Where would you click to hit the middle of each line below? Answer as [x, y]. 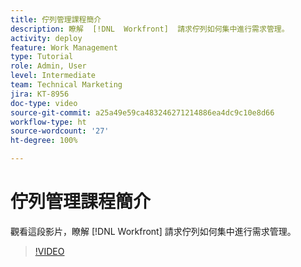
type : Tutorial [42, 57]
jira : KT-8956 [40, 94]
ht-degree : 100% [44, 141]
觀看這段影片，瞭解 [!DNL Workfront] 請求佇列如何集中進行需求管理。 [153, 231]
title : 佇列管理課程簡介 [56, 19]
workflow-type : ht [48, 122]
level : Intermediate [53, 76]
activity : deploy [46, 38]
